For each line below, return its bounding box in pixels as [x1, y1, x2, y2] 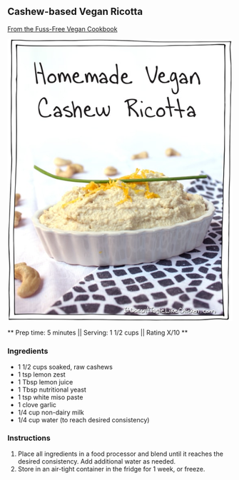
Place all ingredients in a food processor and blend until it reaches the [17, 449, 223, 458]
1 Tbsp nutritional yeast [17, 385, 87, 394]
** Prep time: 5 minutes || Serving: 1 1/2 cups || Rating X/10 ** [7, 328, 188, 337]
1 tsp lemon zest [17, 370, 66, 379]
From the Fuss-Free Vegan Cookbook [7, 24, 118, 33]
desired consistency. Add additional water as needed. [17, 456, 176, 466]
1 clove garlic [17, 400, 57, 409]
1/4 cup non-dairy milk [17, 408, 84, 417]
